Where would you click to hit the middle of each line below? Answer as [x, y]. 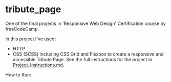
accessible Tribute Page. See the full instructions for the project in [82, 59]
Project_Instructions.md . [38, 65]
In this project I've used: [31, 39]
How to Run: [18, 74]
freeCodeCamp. [22, 29]
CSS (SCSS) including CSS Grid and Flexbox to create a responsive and [88, 54]
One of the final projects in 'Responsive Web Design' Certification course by [86, 23]
